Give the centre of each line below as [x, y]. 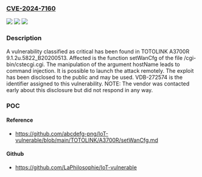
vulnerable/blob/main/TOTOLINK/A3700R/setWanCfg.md [86, 140]
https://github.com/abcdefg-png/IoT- [61, 133]
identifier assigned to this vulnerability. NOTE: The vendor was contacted [98, 84]
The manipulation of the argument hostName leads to [113, 64]
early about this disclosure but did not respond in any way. [80, 90]
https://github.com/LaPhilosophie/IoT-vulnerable [76, 167]
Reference [20, 120]
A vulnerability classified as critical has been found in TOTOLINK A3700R [98, 51]
